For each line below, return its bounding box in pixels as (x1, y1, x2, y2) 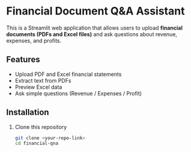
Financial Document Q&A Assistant (6, 4, 185, 18)
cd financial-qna (14, 141, 59, 147)
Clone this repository (14, 123, 67, 130)
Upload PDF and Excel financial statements (14, 71, 122, 78)
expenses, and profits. (6, 37, 62, 44)
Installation (6, 107, 49, 118)
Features (6, 54, 40, 65)
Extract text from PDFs (14, 77, 71, 84)
